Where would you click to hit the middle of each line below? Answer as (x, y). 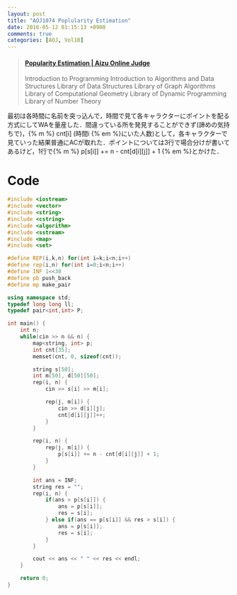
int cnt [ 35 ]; (52, 350)
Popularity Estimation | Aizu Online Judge (87, 63)
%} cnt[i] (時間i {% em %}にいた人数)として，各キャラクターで (137, 134)
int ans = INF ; (55, 480)
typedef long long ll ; (41, 304)
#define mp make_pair (39, 284)
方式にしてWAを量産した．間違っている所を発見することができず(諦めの (112, 125)
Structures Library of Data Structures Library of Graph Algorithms (120, 87)
